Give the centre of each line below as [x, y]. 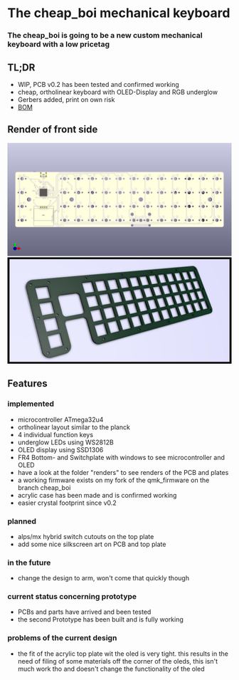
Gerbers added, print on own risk [66, 99]
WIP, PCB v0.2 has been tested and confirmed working [98, 84]
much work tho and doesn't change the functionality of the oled [111, 669]
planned [22, 521]
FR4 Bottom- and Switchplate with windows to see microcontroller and [121, 457]
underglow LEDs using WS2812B [65, 442]
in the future [29, 563]
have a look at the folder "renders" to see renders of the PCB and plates [123, 472]
